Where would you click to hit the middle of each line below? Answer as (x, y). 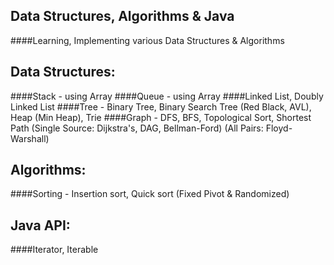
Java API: (40, 225)
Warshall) (30, 138)
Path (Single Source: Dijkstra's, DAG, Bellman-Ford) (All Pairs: (137, 128)
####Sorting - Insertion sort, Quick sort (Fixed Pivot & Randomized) (150, 194)
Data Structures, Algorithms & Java (122, 16)
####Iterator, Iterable (54, 250)
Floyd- (279, 128)
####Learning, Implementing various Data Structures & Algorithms (147, 40)
